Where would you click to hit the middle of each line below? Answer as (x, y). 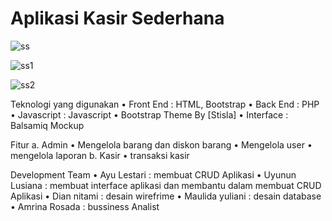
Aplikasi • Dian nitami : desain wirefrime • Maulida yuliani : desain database (166, 196)
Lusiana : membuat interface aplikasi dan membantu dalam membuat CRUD (166, 185)
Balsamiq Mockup (47, 125)
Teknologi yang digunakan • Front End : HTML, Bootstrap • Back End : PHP (165, 104)
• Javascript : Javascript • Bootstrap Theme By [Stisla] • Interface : (149, 114)
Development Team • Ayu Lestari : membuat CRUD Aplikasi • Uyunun (153, 174)
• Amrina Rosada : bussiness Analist (85, 206)
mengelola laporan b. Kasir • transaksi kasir (100, 155)
